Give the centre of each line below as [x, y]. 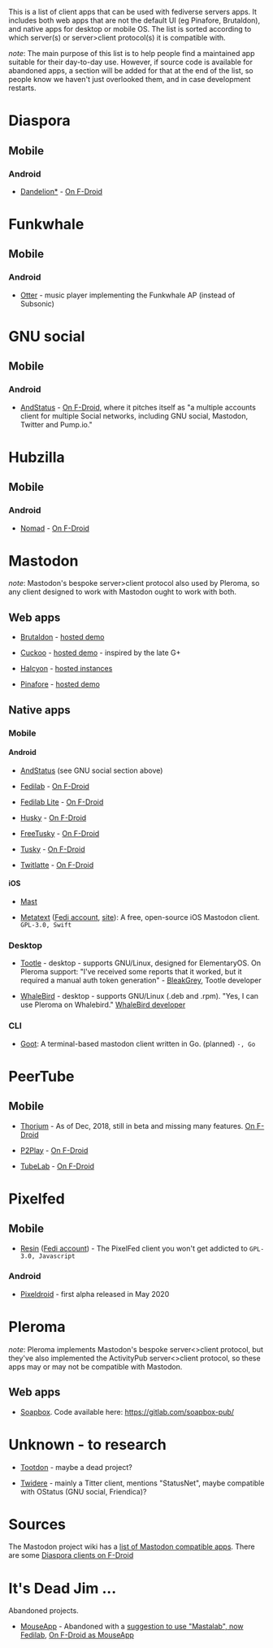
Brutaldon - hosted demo [62, 637]
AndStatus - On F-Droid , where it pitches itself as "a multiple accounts [138, 407]
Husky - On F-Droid [53, 817]
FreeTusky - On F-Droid [60, 833]
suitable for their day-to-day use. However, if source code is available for [131, 62]
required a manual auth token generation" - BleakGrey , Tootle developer [141, 980]
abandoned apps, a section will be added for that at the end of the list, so [131, 71]
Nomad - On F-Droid [54, 528]
